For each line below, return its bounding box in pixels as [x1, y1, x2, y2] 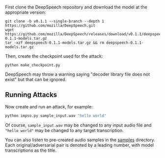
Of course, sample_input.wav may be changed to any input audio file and [5, 122, 152, 128]
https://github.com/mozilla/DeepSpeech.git [5, 23, 96, 28]
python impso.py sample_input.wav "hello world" [5, 113, 107, 118]
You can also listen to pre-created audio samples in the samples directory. [5, 137, 156, 143]
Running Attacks [5, 91, 57, 99]
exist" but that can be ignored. [5, 77, 67, 82]
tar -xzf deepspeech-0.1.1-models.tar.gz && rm [5, 40, 105, 45]
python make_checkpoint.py [5, 63, 60, 68]
